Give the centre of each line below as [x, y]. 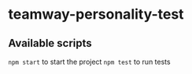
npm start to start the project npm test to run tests [89, 62]
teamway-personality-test [96, 14]
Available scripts [50, 43]
